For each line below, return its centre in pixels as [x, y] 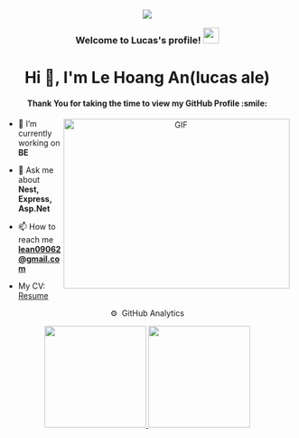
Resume [33, 295]
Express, [35, 198]
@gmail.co [39, 259]
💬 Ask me [36, 170]
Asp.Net [34, 208]
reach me [36, 239]
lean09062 [39, 249]
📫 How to [37, 226]
